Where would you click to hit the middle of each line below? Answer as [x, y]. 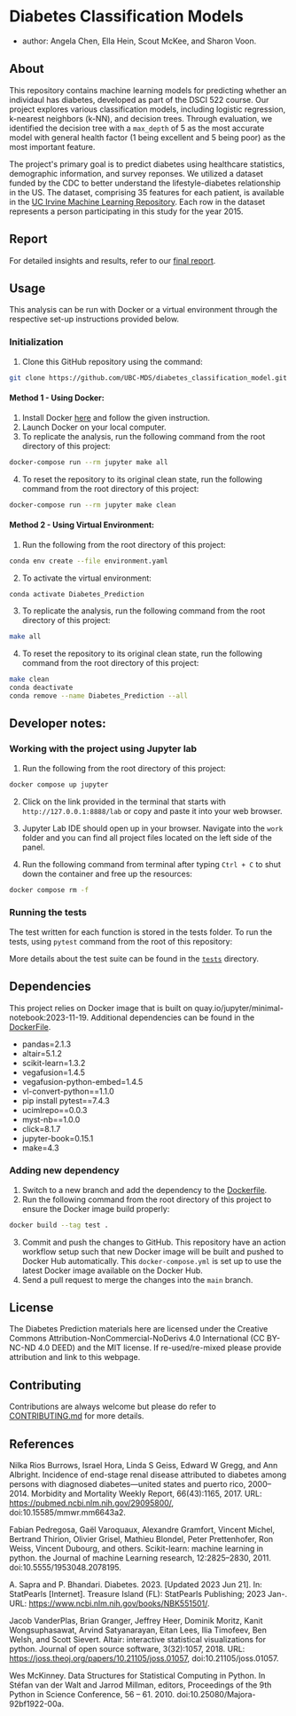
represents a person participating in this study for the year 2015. [126, 211]
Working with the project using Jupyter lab [103, 749]
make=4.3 [40, 1148]
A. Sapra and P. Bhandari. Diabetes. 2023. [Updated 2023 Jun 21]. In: [136, 1585]
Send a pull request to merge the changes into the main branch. [137, 1279]
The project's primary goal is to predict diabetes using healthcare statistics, [147, 164]
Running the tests [48, 913]
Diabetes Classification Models [126, 16]
